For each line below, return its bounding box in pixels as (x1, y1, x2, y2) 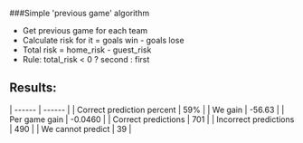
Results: (9, 81, 57, 96)
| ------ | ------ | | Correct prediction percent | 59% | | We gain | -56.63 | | (9, 104, 285, 115)
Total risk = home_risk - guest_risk (22, 44, 152, 55)
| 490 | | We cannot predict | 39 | (9, 123, 132, 134)
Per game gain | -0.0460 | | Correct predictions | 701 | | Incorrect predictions (9, 113, 295, 125)
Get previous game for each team (22, 25, 148, 35)
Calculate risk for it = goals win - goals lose (22, 35, 185, 45)
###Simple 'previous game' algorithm (9, 8, 150, 18)
